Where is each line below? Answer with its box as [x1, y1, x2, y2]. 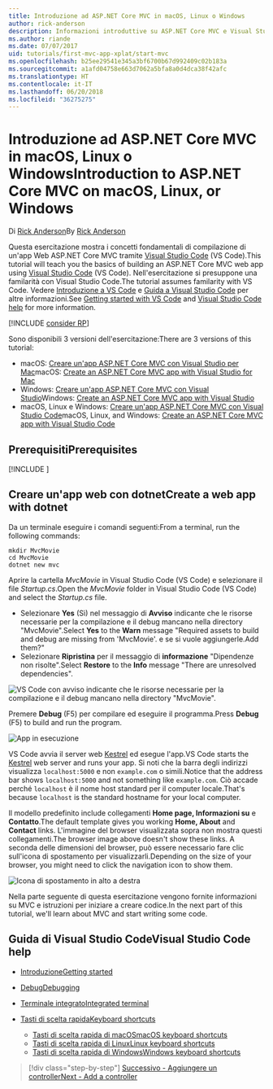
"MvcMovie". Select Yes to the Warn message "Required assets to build [19, 625, 259, 635]
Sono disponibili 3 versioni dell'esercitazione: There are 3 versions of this [8, 335, 252, 344]
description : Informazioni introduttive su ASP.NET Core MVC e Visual [8, 27, 253, 35]
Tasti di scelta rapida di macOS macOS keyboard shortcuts [32, 1030, 227, 1039]
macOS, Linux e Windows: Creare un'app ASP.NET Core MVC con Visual [19, 402, 264, 412]
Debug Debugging [19, 982, 80, 992]
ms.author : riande [8, 34, 71, 43]
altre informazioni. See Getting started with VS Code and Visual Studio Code [8, 294, 262, 304]
